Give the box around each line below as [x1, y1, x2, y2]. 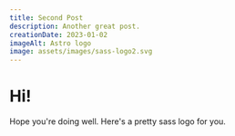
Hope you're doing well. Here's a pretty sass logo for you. [9, 116, 226, 127]
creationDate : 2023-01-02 [9, 30, 107, 39]
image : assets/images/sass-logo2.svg [9, 47, 153, 56]
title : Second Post [9, 13, 84, 23]
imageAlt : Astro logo [9, 38, 92, 48]
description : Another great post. [9, 22, 141, 31]
